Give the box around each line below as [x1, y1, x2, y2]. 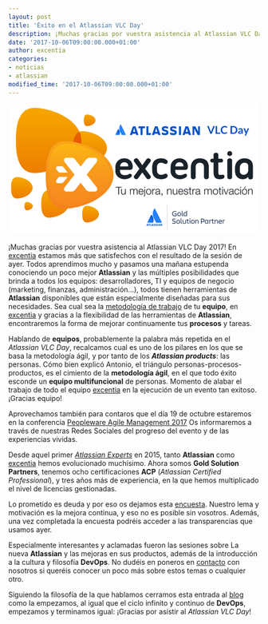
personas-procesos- [174, 360, 242, 369]
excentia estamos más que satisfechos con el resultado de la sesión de [8, 251, 242, 260]
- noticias [8, 64, 45, 72]
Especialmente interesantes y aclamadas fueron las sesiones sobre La [8, 540, 239, 550]
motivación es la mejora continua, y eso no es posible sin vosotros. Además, [8, 508, 259, 518]
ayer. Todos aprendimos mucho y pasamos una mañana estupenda [8, 260, 229, 269]
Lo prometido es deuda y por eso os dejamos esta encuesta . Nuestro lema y [8, 499, 259, 509]
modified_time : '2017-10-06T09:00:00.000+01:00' [8, 80, 173, 88]
